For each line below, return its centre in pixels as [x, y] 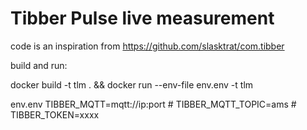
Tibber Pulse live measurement [142, 18]
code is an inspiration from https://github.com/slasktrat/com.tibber [147, 46]
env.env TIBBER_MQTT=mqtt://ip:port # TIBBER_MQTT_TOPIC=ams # [153, 104]
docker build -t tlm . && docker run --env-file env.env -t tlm [132, 84]
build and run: [39, 65]
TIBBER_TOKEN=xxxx [55, 114]
